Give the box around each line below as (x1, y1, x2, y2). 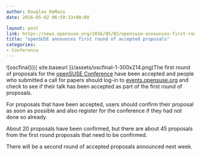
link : (6, 30, 20, 36)
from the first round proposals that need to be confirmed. (6, 131, 148, 138)
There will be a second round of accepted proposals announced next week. (6, 143, 193, 150)
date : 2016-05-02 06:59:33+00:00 (6, 14, 90, 20)
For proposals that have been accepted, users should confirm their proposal (6, 100, 194, 108)
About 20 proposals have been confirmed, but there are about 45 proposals (6, 125, 193, 132)
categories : (6, 42, 36, 48)
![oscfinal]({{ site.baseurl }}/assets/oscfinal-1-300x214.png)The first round (6, 63, 190, 71)
